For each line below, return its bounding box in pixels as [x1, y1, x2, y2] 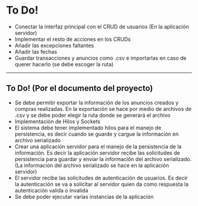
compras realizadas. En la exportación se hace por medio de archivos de [14, 105, 192, 112]
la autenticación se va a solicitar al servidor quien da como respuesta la [14, 181, 189, 188]
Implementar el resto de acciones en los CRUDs [14, 35, 131, 42]
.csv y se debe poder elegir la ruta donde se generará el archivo [14, 112, 171, 119]
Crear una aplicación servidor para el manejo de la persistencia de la [14, 143, 181, 150]
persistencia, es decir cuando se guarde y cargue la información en [14, 130, 179, 138]
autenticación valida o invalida [14, 187, 88, 194]
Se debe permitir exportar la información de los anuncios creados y [14, 99, 179, 106]
